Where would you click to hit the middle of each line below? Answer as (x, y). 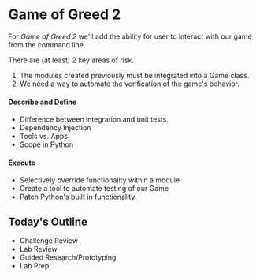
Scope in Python (46, 144)
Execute (22, 163)
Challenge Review (49, 241)
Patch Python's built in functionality (77, 197)
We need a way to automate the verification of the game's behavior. (130, 84)
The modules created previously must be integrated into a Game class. (134, 75)
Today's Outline (48, 221)
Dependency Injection (55, 128)
